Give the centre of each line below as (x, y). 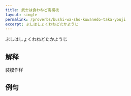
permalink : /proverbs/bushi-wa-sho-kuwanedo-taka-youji (65, 19)
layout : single (21, 15)
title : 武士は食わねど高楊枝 (32, 10)
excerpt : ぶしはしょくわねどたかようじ (42, 24)
